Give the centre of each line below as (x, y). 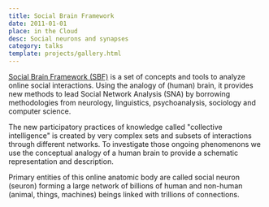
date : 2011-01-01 (38, 24)
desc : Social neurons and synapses (69, 39)
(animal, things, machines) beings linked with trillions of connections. (124, 194)
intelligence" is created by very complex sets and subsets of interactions (130, 136)
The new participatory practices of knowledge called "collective (115, 127)
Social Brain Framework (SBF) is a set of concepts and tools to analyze (127, 77)
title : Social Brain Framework (61, 16)
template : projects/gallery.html (65, 54)
